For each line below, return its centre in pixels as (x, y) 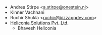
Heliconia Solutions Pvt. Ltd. (39, 23)
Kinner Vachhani (27, 12)
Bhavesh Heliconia (37, 28)
